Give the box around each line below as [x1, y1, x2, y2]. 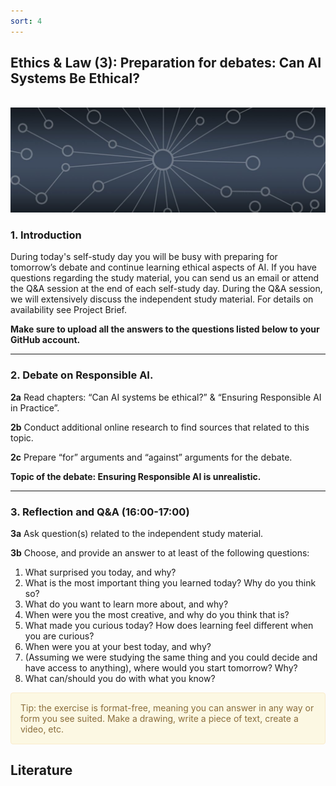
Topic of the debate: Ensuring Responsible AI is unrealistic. [10, 470, 262, 482]
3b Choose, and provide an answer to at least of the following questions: [10, 546, 310, 559]
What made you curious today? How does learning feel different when [24, 619, 314, 631]
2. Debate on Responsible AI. [10, 368, 154, 382]
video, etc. [20, 723, 64, 735]
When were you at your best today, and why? [24, 640, 212, 652]
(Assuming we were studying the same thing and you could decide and [24, 651, 318, 663]
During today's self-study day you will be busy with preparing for [10, 251, 278, 263]
